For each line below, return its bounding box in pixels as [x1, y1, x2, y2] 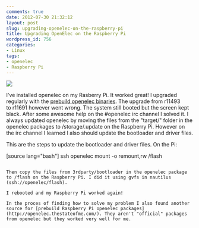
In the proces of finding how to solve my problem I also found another [6, 201, 190, 207]
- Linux [6, 48, 26, 54]
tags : [6, 53, 20, 59]
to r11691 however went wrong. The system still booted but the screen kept [6, 104, 189, 111]
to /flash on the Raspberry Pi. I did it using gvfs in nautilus [6, 174, 171, 180]
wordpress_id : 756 [6, 36, 52, 42]
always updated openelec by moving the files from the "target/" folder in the [6, 117, 193, 124]
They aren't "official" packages [104, 211, 187, 217]
